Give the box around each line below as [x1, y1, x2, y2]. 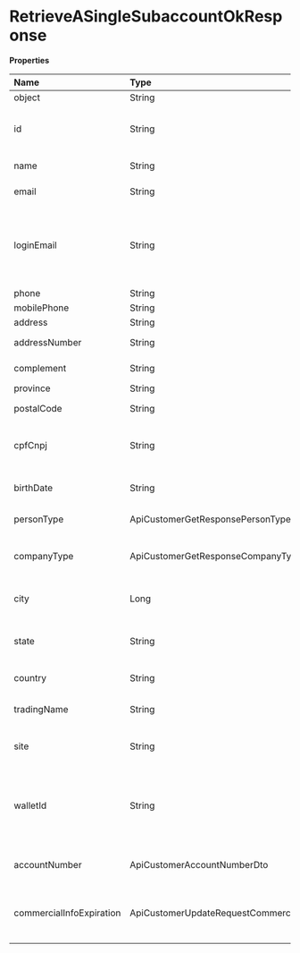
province [13, 382, 51, 395]
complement [13, 362, 67, 374]
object [13, 91, 40, 104]
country [13, 671, 47, 684]
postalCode [13, 402, 62, 414]
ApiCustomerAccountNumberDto [129, 858, 269, 871]
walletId [13, 799, 47, 812]
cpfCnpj [13, 438, 47, 451]
